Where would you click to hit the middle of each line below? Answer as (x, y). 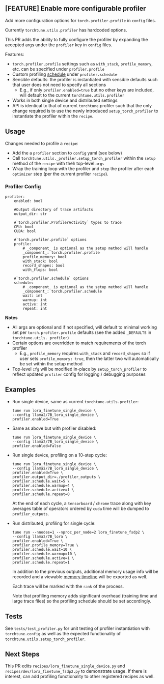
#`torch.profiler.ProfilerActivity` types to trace (68, 222)
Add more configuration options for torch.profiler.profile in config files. (81, 20)
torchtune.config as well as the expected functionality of (63, 633)
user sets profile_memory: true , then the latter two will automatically (89, 358)
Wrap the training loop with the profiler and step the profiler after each (83, 168)
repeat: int (35, 308)
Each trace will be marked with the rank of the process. (68, 586)
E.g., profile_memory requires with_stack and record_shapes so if (85, 353)
